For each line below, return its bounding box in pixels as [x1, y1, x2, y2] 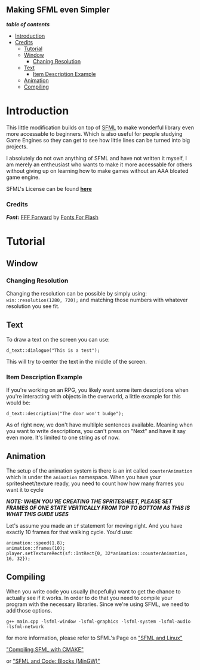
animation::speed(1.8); [6, 540, 66, 546]
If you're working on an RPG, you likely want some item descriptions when [6, 386, 189, 394]
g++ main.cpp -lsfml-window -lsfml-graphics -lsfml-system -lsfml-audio [6, 619, 191, 625]
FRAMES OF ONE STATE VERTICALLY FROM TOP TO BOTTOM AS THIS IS [6, 504, 190, 511]
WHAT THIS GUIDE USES [6, 510, 69, 517]
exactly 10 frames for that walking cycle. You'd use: [6, 528, 133, 535]
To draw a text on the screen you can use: [6, 336, 110, 343]
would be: [6, 399, 31, 406]
